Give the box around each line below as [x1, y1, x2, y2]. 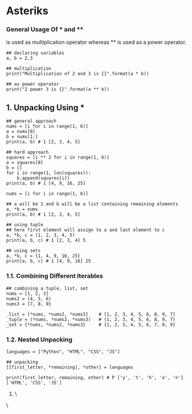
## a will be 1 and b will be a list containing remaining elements [6, 201, 178, 207]
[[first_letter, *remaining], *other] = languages [6, 364, 134, 370]
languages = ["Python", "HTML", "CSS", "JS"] [6, 348, 120, 355]
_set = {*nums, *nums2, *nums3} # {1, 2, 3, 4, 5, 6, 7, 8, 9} [6, 322, 176, 328]
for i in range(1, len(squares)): [6, 170, 92, 176]
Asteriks [6, 4, 48, 18]
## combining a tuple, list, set [6, 285, 89, 291]
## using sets [6, 248, 41, 254]
